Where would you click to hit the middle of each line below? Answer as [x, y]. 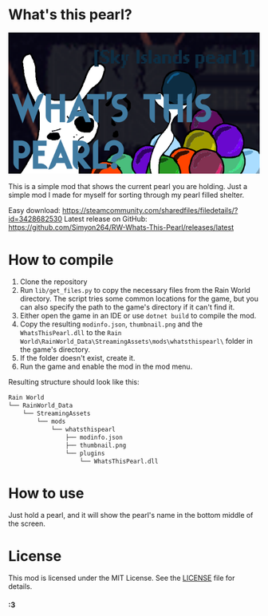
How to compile [61, 260]
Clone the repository [53, 282]
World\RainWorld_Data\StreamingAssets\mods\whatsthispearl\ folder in [136, 342]
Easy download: [35, 211]
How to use [46, 493]
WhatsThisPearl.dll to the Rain [71, 333]
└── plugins [85, 454]
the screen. [27, 523]
